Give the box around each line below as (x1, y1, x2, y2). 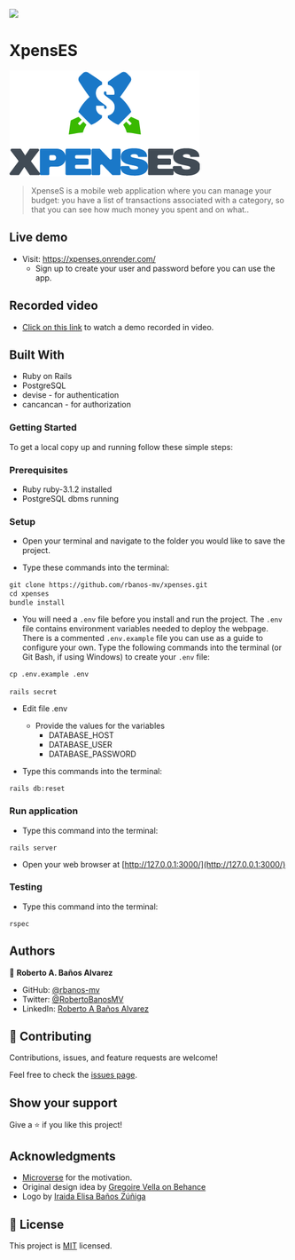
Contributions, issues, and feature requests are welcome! (9, 1052, 219, 1063)
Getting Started (9, 422, 77, 434)
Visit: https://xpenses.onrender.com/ (21, 253, 157, 264)
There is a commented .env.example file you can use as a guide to (21, 633, 264, 644)
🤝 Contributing (9, 1029, 92, 1044)
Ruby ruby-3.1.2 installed (21, 484, 113, 495)
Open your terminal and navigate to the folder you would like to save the (21, 535, 285, 546)
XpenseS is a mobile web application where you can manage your (30, 185, 272, 195)
